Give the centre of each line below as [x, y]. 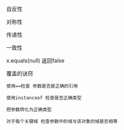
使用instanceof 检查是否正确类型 [44, 98]
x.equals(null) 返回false [36, 60]
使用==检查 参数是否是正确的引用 [42, 86]
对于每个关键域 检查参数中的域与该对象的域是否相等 [62, 121]
